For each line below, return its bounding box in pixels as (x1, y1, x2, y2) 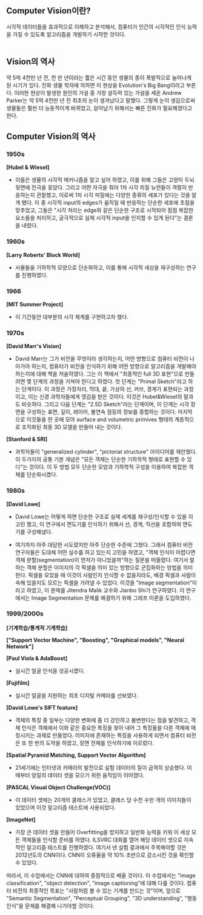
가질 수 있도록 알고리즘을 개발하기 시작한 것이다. (12, 30, 126, 38)
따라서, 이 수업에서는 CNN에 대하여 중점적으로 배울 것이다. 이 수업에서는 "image (6, 871, 196, 879)
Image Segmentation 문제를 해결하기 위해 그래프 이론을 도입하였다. (31, 594, 191, 601)
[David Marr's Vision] (6, 343, 62, 350)
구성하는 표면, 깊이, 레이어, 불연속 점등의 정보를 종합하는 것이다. (26, 408, 177, 416)
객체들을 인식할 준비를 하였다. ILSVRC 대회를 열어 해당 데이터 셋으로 (21, 836, 183, 843)
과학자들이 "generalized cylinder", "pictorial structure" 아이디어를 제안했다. (15, 448, 198, 456)
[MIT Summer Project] (6, 300, 64, 308)
